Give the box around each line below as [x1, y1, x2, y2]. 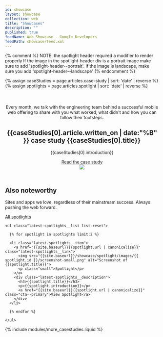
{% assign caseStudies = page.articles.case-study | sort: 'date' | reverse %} [5, 78, 159, 83]
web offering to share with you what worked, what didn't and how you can [7, 109, 157, 115]
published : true [5, 30, 38, 35]
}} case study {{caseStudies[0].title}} [23, 136, 141, 145]
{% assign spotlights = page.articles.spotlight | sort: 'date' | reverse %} [5, 83, 148, 89]
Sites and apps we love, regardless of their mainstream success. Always [5, 199, 150, 205]
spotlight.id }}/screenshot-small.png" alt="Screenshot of [5, 258, 128, 262]
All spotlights [5, 214, 31, 220]
